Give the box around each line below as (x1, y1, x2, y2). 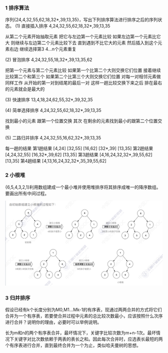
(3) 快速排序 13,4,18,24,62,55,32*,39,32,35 (5, 96, 93, 103)
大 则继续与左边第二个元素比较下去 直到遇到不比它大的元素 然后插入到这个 (5, 40, 158, 46)
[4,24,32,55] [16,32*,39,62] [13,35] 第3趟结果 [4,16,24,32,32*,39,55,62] (5, 151, 152, 158)
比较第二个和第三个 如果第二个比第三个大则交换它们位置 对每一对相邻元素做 (5, 73, 161, 79)
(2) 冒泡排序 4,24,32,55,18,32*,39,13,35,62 (5, 56, 92, 63)
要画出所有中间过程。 (5, 190, 49, 196)
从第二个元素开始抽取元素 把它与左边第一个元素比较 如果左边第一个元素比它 (5, 33, 161, 39)
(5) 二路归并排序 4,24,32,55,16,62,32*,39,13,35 (5, 135, 101, 141)
